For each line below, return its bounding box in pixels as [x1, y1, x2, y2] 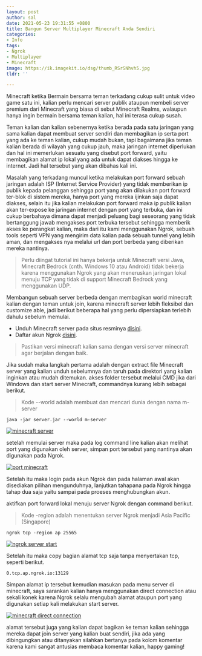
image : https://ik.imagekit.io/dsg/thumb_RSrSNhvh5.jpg [6, 65, 150, 71]
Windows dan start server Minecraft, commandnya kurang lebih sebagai [6, 381, 186, 388]
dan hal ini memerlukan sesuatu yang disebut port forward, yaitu [6, 149, 168, 157]
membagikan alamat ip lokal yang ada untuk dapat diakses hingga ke [6, 156, 178, 163]
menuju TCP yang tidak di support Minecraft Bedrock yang [21, 276, 168, 283]
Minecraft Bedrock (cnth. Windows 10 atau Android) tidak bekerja [21, 263, 184, 270]
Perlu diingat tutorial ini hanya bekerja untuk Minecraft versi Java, [21, 257, 184, 264]
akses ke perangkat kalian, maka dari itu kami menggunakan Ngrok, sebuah [6, 225, 195, 233]
